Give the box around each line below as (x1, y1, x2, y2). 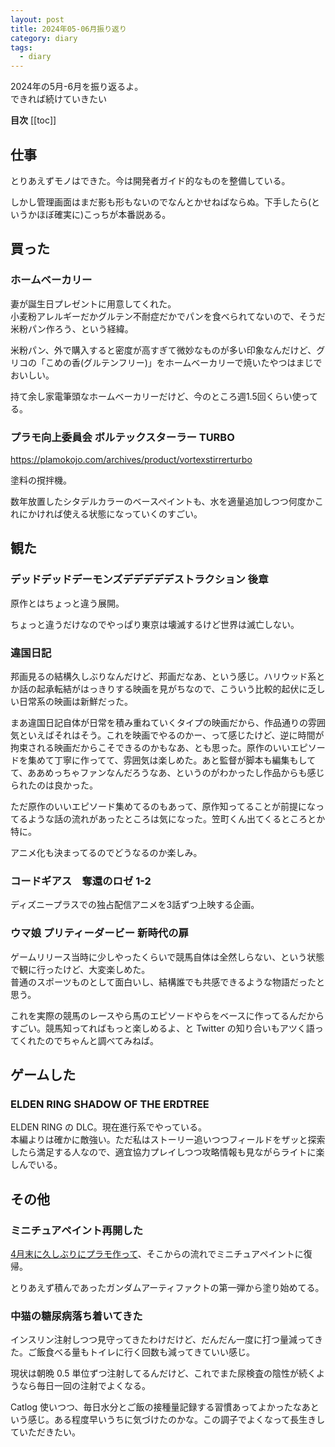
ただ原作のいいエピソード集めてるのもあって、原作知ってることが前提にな (10, 800, 316, 812)
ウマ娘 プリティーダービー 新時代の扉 (10, 926, 189, 940)
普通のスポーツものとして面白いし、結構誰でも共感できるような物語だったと (10, 976, 326, 988)
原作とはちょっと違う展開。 (10, 597, 125, 609)
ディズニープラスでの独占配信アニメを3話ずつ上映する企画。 (10, 899, 260, 911)
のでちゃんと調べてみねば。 (44, 1034, 160, 1046)
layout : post (10, 14, 65, 25)
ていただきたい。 (10, 1426, 81, 1438)
